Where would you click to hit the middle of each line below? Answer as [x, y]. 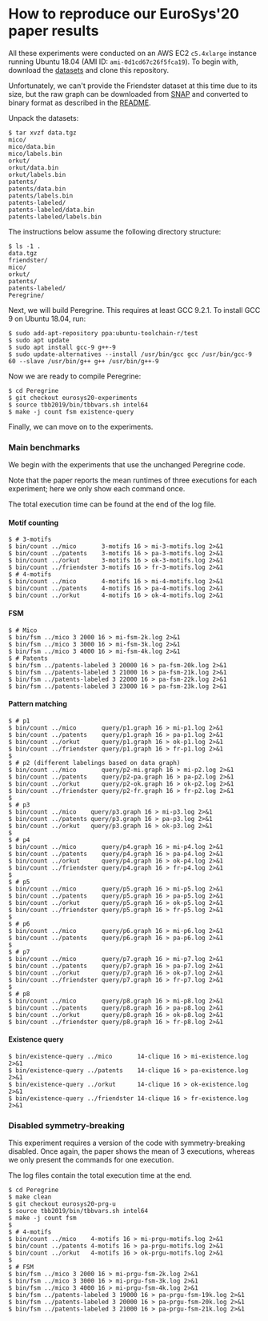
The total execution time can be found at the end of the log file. [112, 504]
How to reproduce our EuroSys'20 [124, 14]
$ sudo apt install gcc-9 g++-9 [62, 347]
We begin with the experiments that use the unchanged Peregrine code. [127, 465]
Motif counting [34, 522]
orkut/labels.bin [37, 174]
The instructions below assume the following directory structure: [115, 231]
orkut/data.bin [34, 168]
